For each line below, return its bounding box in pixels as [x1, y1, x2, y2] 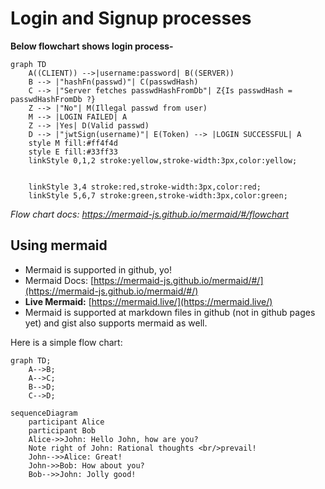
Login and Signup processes [10, 7, 252, 30]
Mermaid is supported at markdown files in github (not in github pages [24, 306, 316, 318]
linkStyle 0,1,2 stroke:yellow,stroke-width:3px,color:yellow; [28, 155, 298, 166]
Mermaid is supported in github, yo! [24, 263, 172, 276]
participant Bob [28, 425, 97, 436]
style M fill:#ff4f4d [28, 138, 118, 148]
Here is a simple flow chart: [10, 336, 123, 348]
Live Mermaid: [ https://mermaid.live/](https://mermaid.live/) [24, 295, 273, 307]
